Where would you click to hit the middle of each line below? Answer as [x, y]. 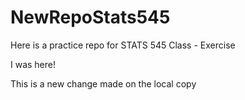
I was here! [33, 64]
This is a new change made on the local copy [103, 83]
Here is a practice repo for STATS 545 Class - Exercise [123, 45]
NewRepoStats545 [90, 17]
